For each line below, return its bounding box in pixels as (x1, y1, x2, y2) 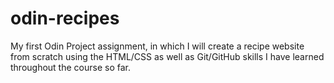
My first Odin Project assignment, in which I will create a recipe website (10, 40, 305, 52)
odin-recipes (10, 7, 120, 30)
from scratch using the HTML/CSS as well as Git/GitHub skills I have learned (10, 50, 325, 62)
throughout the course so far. (10, 61, 131, 73)
